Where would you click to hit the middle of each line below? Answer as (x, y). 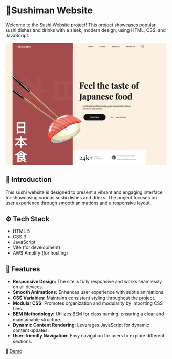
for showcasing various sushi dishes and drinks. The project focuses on (81, 197)
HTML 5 (21, 231)
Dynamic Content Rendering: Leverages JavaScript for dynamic (81, 325)
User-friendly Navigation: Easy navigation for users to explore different (89, 336)
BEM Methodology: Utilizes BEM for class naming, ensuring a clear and (88, 314)
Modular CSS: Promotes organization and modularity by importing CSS (88, 303)
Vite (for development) (36, 247)
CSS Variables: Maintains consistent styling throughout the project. (84, 298)
